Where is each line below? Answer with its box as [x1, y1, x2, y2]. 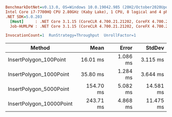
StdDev [145, 44, 164, 52]
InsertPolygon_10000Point [8, 100, 73, 107]
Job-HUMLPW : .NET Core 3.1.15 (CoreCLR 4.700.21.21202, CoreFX [10, 24, 150, 29]
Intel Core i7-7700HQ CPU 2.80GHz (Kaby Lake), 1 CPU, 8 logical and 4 [5, 9, 161, 14]
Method [30, 44, 50, 52]
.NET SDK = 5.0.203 [5, 14, 42, 19]
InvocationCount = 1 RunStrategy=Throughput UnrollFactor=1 [5, 33, 137, 38]
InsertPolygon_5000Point [8, 85, 70, 92]
